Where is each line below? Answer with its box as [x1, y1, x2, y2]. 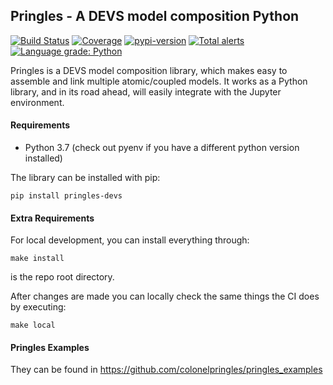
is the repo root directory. [10, 271, 115, 283]
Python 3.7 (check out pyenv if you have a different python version [24, 142, 300, 154]
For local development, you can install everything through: [10, 234, 250, 246]
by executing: [10, 301, 67, 313]
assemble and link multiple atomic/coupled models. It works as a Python [10, 75, 308, 87]
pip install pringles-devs [10, 191, 123, 201]
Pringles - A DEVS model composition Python [10, 8, 300, 25]
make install [10, 254, 65, 264]
